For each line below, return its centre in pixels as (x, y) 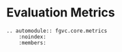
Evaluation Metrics (61, 13)
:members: (33, 42)
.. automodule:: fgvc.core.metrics (57, 31)
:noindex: (33, 37)
